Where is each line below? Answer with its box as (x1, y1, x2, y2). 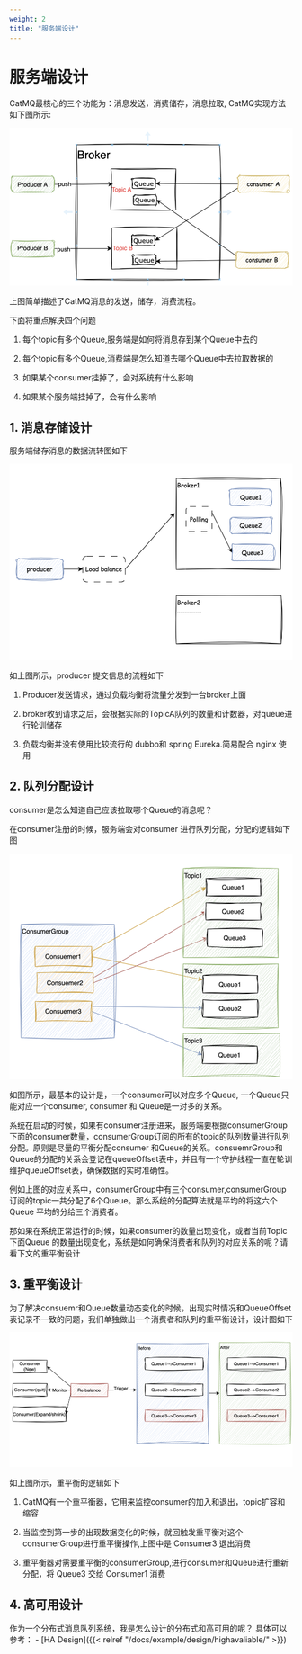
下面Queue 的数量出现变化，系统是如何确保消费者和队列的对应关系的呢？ (9, 1237, 280, 1247)
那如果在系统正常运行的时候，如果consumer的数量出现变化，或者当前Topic (9, 1225, 288, 1236)
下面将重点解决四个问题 (9, 315, 96, 326)
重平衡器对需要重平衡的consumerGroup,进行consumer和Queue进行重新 (22, 1557, 289, 1568)
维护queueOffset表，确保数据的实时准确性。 (9, 1165, 173, 1176)
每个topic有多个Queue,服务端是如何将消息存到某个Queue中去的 (22, 334, 258, 344)
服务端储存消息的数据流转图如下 (9, 445, 128, 456)
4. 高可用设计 (9, 1597, 83, 1613)
